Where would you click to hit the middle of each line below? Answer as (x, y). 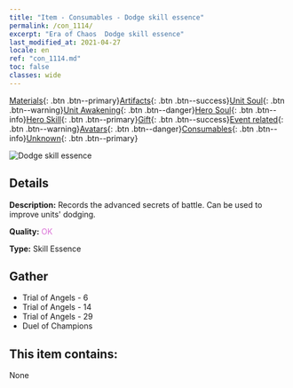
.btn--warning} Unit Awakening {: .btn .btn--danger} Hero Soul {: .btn (131, 110)
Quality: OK (31, 231)
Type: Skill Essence (45, 249)
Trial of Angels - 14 (57, 307)
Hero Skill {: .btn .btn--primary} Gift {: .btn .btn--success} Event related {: (155, 119)
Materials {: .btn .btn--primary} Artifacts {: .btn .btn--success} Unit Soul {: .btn (147, 100)
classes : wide (36, 75)
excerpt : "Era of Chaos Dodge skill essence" (97, 34)
